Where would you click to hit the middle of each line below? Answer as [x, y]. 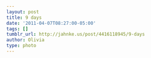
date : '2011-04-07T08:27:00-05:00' [51, 23]
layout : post [23, 12]
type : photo [21, 46]
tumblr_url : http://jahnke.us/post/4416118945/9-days [76, 34]
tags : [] [17, 29]
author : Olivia [25, 40]
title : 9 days [24, 18]
